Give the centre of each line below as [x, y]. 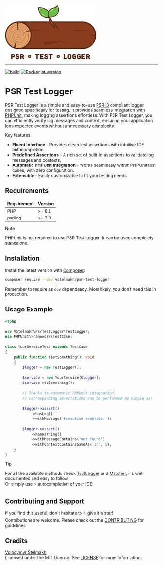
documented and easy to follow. [37, 478]
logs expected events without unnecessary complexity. [60, 126]
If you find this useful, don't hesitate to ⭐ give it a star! [59, 513]
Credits [16, 540]
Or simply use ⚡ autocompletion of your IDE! [49, 484]
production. [16, 294]
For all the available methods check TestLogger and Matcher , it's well [74, 474]
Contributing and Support [45, 501]
